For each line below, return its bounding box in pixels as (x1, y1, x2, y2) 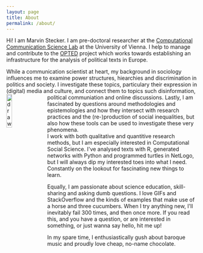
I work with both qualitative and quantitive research (47, 133, 175, 140)
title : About (6, 15, 39, 21)
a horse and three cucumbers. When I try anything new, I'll (47, 203, 193, 210)
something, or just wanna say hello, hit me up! (47, 222, 162, 229)
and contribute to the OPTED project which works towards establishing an (6, 50, 191, 57)
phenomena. (47, 126, 79, 134)
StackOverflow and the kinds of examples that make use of (47, 196, 195, 204)
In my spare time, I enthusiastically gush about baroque (47, 234, 186, 241)
